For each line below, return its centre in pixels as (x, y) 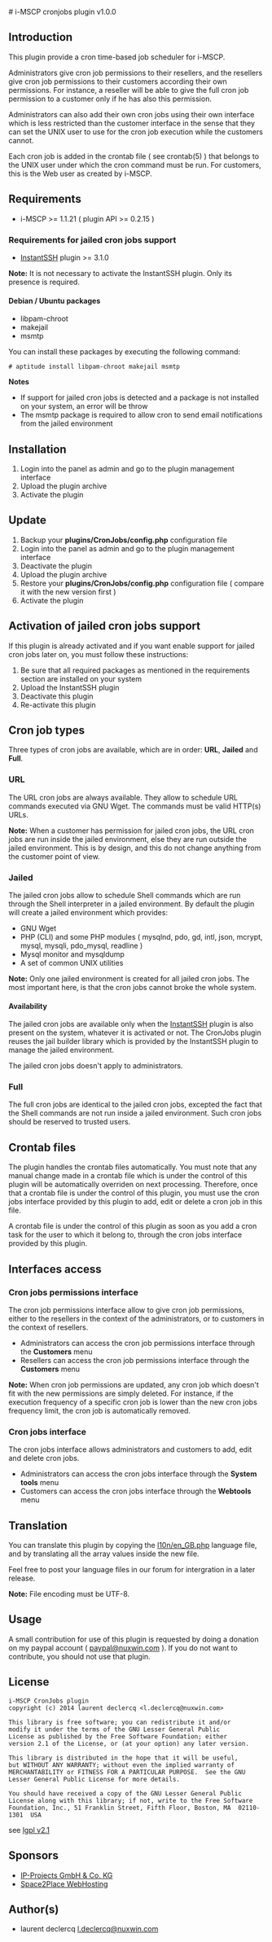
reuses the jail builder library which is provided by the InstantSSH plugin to (134, 1041)
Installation (37, 449)
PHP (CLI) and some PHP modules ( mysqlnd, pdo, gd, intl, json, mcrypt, (141, 936)
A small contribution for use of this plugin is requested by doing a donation (134, 1639)
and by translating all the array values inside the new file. (104, 1554)
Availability (28, 1006)
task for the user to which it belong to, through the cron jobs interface (125, 1235)
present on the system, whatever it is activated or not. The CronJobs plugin (135, 1032)
